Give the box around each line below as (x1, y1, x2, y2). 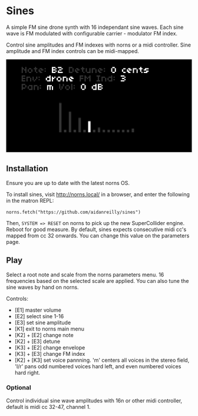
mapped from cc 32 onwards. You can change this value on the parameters (6, 232, 190, 239)
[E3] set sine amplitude (14, 319, 71, 326)
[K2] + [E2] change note (14, 331, 74, 338)
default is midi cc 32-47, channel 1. (6, 403, 91, 410)
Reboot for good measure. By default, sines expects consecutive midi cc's (6, 226, 187, 233)
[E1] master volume (14, 306, 62, 313)
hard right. (14, 369, 40, 376)
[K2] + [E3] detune (14, 338, 61, 345)
